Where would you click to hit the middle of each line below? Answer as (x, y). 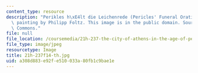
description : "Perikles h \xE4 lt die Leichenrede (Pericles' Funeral (92, 17)
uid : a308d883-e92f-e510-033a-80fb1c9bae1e (60, 61)
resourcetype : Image (32, 50)
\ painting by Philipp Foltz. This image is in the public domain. (96, 22)
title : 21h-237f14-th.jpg (38, 55)
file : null (19, 34)
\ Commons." (26, 28)
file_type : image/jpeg (34, 45)
